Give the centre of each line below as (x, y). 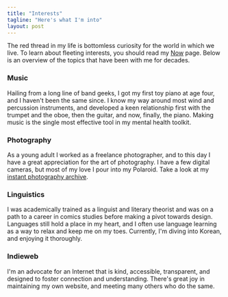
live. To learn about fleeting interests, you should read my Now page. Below (114, 53)
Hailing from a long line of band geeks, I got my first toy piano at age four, (111, 93)
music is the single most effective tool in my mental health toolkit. (99, 122)
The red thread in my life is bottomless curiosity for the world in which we (111, 46)
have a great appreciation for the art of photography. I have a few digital (109, 162)
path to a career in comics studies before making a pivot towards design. (110, 217)
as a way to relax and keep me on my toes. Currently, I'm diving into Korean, (114, 231)
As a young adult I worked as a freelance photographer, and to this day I (109, 154)
